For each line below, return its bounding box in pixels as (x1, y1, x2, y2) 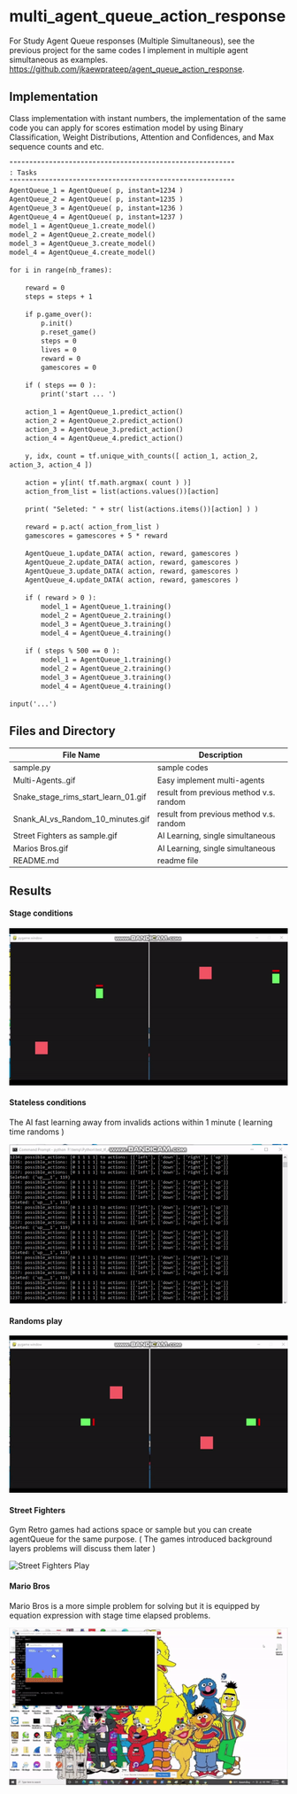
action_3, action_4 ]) (9, 460, 93, 469)
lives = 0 (41, 345, 77, 354)
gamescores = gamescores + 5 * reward (25, 531, 168, 540)
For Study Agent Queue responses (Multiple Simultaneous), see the (9, 35, 255, 46)
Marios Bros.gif (12, 843, 69, 854)
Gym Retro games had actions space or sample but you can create (9, 1525, 252, 1535)
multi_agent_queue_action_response (9, 6, 286, 27)
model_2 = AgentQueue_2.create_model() (9, 230, 156, 239)
